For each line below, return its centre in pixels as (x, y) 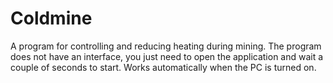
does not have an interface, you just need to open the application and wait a (167, 56)
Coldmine (51, 18)
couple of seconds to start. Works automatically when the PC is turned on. (163, 67)
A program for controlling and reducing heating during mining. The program (166, 46)
